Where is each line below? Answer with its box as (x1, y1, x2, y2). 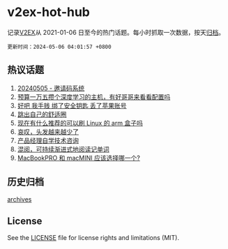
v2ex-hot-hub (7, 4, 91, 20)
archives (7, 195, 32, 203)
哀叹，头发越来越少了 (17, 127, 79, 136)
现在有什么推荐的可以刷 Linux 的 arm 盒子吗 (17, 119, 143, 127)
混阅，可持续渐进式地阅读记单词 (17, 144, 109, 153)
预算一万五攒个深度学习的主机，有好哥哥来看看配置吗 (17, 92, 171, 101)
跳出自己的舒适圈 (17, 110, 67, 119)
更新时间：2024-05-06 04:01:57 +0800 (7, 43, 112, 50)
